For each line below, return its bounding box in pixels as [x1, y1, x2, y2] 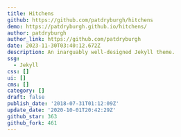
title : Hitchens [7, 10, 54, 17]
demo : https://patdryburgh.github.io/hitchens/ [7, 23, 148, 30]
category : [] [7, 87, 45, 94]
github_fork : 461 [7, 119, 58, 127]
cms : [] [7, 81, 30, 88]
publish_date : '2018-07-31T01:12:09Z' [7, 100, 119, 107]
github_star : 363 [7, 113, 58, 120]
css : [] [7, 68, 30, 75]
